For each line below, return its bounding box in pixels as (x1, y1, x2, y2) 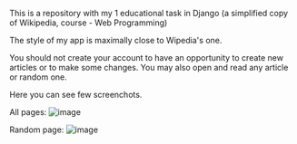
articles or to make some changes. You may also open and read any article (9, 62, 289, 72)
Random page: (9, 124, 64, 135)
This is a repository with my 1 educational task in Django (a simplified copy (9, 8, 289, 18)
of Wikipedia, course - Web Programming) (9, 17, 168, 28)
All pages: (9, 107, 47, 117)
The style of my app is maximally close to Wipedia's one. (9, 35, 223, 45)
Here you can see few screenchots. (9, 90, 143, 100)
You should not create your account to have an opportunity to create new (9, 53, 284, 62)
